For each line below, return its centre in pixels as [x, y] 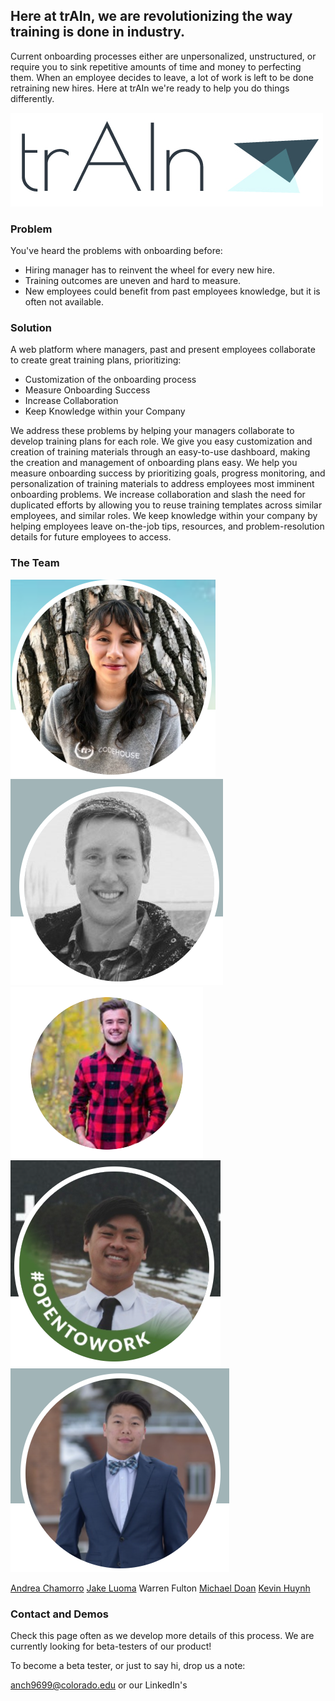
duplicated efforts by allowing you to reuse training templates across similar [166, 505]
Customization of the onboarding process [110, 380]
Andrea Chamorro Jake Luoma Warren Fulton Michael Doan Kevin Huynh [160, 1588]
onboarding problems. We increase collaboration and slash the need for [158, 495]
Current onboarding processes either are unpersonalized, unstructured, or [163, 56]
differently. [32, 98]
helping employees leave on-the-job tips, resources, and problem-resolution [167, 526]
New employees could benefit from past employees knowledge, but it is [172, 291]
